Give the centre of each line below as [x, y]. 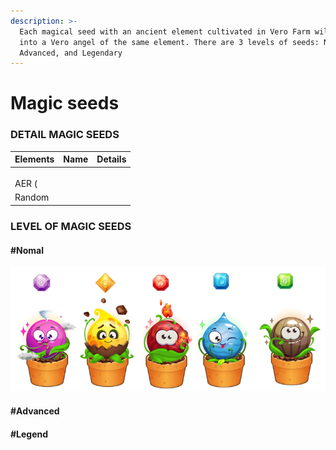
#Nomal [27, 250]
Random [32, 197]
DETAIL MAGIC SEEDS [65, 135]
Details [111, 159]
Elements [34, 159]
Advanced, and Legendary [71, 53]
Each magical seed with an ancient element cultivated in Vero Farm [165, 31]
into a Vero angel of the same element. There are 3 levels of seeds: [169, 42]
